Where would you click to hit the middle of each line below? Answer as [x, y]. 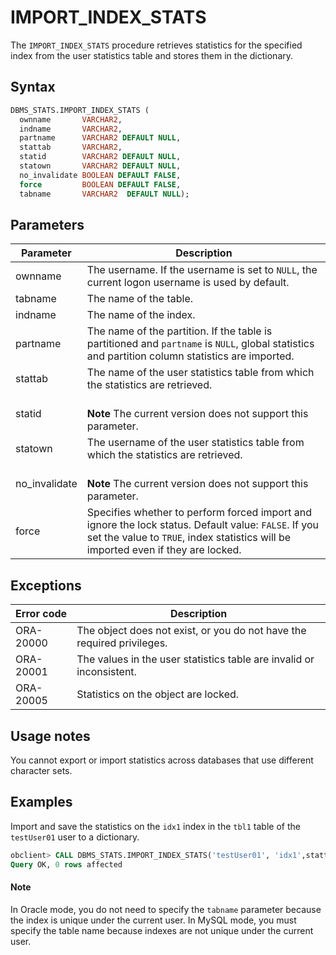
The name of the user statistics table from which [200, 373]
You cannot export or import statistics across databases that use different [162, 760]
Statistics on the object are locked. [158, 694]
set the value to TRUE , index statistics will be [189, 538]
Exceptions [46, 585]
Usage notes [50, 736]
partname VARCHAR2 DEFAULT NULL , [100, 138]
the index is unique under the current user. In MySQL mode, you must [153, 920]
